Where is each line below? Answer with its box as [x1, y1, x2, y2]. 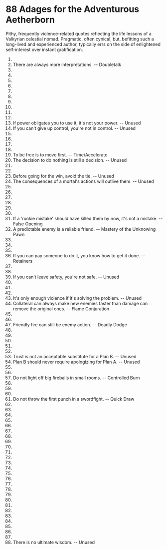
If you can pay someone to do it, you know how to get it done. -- [12, 252, 146, 258]
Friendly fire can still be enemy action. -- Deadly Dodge [12, 321, 128, 328]
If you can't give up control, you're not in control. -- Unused [12, 125, 136, 131]
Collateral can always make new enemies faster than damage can [12, 300, 148, 306]
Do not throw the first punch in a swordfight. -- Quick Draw [12, 396, 135, 402]
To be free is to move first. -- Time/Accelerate [12, 151, 108, 158]
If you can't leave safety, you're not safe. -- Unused [12, 274, 120, 280]
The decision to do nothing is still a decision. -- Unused [12, 157, 127, 163]
